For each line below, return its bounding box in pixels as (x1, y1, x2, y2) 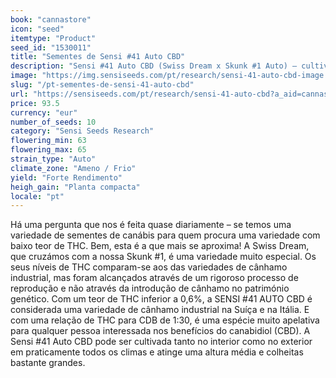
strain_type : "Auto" (10, 154, 97, 164)
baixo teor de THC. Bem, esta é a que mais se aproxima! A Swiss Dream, (10, 240, 310, 252)
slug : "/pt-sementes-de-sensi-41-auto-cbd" (10, 80, 195, 90)
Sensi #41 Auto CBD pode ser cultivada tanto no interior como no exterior (10, 336, 313, 348)
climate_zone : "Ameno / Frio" (10, 163, 137, 173)
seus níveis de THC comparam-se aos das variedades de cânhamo (10, 261, 288, 273)
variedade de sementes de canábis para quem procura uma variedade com (10, 229, 321, 241)
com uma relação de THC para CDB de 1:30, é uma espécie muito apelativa (10, 314, 320, 326)
